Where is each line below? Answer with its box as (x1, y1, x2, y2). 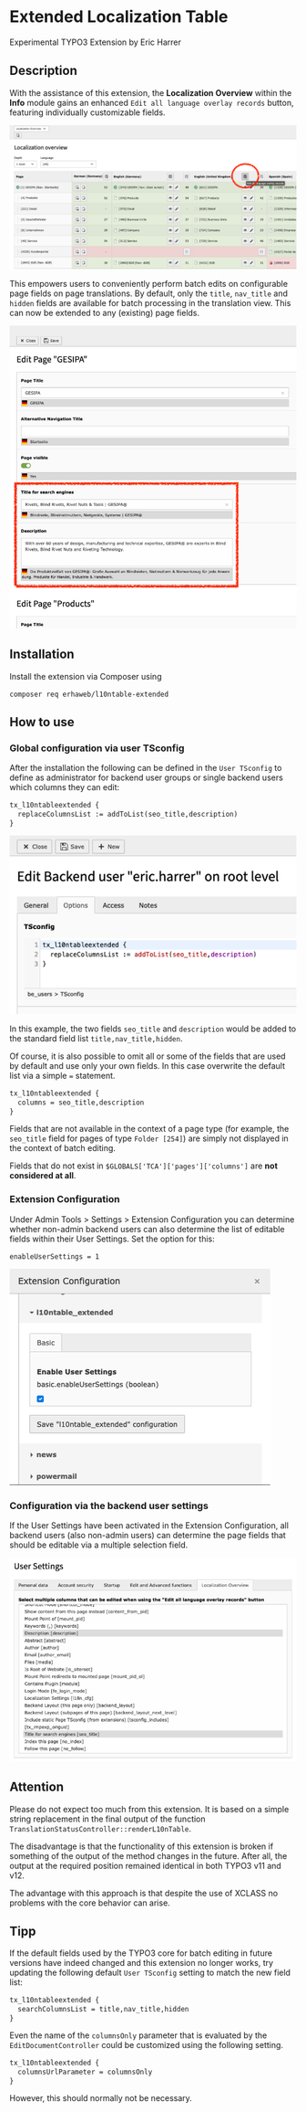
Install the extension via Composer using (9, 671, 162, 681)
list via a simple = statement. (9, 1071, 116, 1082)
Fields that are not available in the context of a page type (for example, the (9, 1124, 290, 1135)
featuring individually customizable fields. (9, 107, 166, 118)
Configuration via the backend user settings (9, 1499, 209, 1512)
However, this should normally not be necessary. (9, 2093, 193, 2104)
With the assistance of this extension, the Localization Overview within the (9, 87, 292, 98)
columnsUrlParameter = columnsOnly (17, 2067, 153, 2077)
